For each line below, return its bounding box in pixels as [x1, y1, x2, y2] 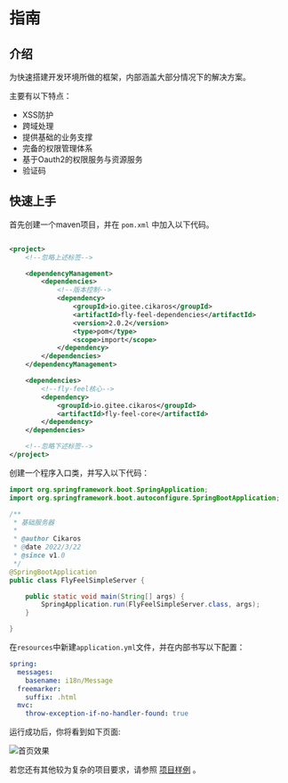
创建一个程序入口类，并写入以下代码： [9, 467, 149, 477]
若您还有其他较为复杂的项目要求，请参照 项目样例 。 [9, 764, 201, 775]
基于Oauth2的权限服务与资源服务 [21, 154, 144, 165]
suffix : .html [25, 692, 77, 702]
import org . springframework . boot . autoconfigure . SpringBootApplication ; [9, 493, 280, 502]
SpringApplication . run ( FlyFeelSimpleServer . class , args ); [41, 600, 260, 609]
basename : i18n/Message [25, 676, 114, 685]
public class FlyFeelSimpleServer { [9, 575, 145, 584]
